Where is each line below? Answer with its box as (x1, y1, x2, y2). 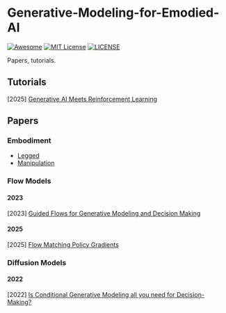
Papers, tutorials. (7, 56, 56, 64)
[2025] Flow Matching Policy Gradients (7, 240, 120, 248)
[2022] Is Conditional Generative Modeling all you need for (7, 290, 175, 298)
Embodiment (7, 136, 51, 145)
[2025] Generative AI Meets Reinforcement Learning (7, 95, 158, 103)
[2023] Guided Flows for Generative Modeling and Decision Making (7, 209, 201, 217)
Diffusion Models (7, 257, 67, 267)
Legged (17, 152, 40, 160)
